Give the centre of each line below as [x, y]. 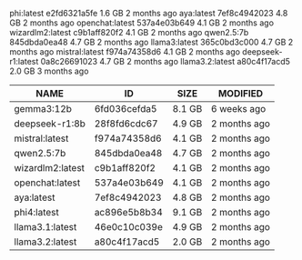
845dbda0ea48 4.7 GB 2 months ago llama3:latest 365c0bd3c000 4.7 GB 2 [151, 42]
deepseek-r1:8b [50, 124]
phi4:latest [36, 212]
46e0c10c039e [129, 227]
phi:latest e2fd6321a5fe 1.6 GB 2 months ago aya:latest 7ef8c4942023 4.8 [149, 13]
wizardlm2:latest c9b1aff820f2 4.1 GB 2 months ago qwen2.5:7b [129, 32]
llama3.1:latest [45, 227]
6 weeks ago [238, 109]
